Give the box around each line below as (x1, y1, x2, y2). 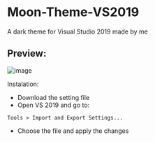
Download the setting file (17, 93, 90, 101)
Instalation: (7, 80, 39, 88)
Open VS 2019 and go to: (17, 101, 90, 109)
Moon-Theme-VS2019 (7, 4, 140, 20)
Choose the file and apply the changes (17, 127, 129, 135)
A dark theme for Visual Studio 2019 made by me (7, 27, 148, 36)
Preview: (7, 48, 47, 59)
